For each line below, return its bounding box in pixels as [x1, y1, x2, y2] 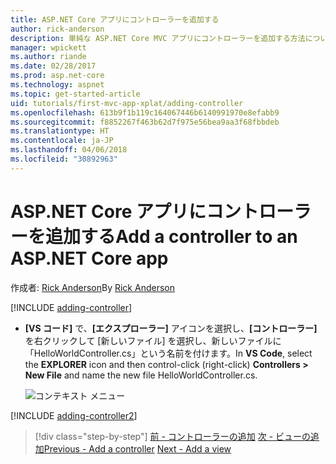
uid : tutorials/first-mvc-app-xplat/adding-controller [10, 98, 244, 108]
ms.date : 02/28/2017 [10, 61, 97, 71]
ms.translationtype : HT [10, 126, 110, 136]
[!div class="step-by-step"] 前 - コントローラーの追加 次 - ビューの [34, 430, 312, 442]
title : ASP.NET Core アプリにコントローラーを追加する [10, 14, 220, 25]
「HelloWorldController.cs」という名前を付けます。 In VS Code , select [24, 347, 313, 359]
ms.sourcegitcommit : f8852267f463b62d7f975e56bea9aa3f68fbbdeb [10, 117, 280, 127]
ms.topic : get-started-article [10, 89, 141, 99]
